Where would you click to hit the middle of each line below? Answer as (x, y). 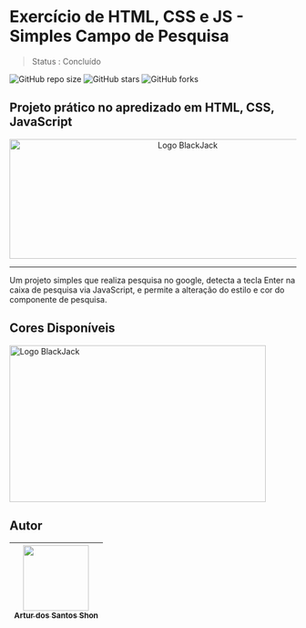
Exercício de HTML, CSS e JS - (127, 17)
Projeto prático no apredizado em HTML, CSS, (142, 108)
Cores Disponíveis (62, 329)
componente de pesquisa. (58, 299)
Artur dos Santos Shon (56, 616)
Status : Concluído (66, 61)
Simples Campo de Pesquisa (119, 36)
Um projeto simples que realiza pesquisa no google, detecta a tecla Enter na (153, 280)
